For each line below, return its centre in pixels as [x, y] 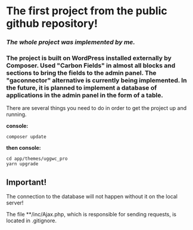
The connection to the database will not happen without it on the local [92, 197]
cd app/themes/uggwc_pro [37, 159]
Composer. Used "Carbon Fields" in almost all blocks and [91, 65]
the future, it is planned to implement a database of [82, 88]
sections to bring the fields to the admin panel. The [81, 73]
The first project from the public [87, 11]
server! [15, 203]
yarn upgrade [22, 164]
